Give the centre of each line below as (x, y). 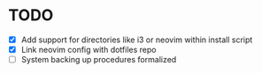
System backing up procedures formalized (99, 60)
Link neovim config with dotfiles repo (89, 50)
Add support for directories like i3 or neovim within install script (137, 40)
